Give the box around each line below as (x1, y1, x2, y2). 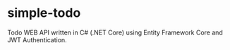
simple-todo (7, 5, 81, 21)
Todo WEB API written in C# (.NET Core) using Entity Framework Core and (7, 28, 224, 37)
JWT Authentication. (7, 35, 67, 44)
